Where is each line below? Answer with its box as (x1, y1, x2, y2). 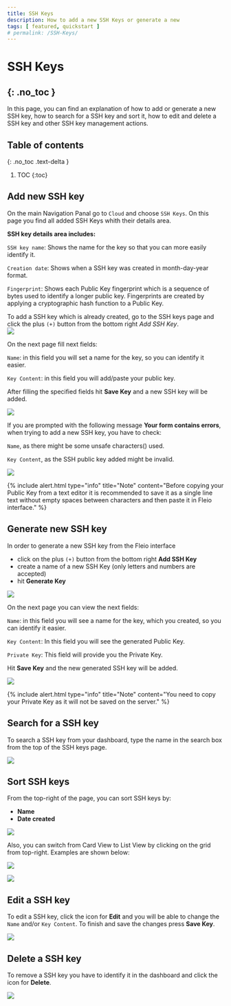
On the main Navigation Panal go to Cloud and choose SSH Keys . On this (7, 209, 209, 217)
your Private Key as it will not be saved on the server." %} (7, 697, 170, 706)
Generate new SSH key (7, 523, 108, 535)
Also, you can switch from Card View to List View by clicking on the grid (7, 841, 211, 850)
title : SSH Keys (7, 10, 54, 17)
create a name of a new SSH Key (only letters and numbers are (16, 562, 196, 571)
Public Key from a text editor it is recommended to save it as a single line (7, 489, 213, 497)
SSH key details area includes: (7, 229, 96, 238)
